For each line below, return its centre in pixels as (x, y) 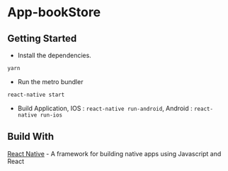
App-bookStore (54, 12)
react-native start (36, 95)
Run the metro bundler (50, 81)
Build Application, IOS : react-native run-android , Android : (105, 108)
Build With (31, 137)
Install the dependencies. (55, 55)
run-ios (51, 115)
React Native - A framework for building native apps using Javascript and (114, 153)
